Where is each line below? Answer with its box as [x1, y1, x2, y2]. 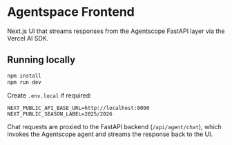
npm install [7, 72, 41, 79]
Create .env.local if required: [7, 91, 92, 100]
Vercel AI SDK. [7, 34, 49, 42]
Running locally [7, 54, 76, 66]
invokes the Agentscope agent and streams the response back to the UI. [7, 130, 213, 138]
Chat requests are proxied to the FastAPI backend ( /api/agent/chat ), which [7, 122, 222, 131]
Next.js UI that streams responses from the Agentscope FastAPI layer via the [7, 27, 225, 35]
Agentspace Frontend [7, 4, 135, 20]
